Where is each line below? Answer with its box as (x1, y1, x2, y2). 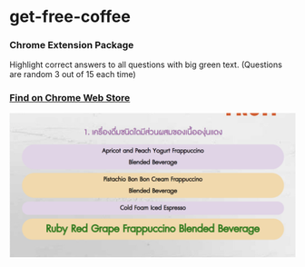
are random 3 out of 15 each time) (9, 69, 136, 80)
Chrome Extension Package (9, 39, 134, 52)
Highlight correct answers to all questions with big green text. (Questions (9, 59, 283, 70)
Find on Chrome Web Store (9, 92, 131, 104)
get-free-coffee (9, 6, 132, 27)
